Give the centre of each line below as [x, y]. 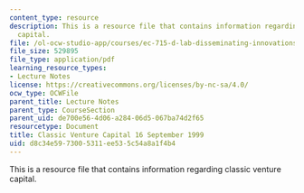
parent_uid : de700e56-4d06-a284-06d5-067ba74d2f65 [107, 118]
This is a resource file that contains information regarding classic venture [146, 169]
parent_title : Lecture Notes [64, 101]
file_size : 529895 [44, 51]
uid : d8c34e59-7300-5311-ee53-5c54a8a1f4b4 [93, 143]
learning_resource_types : [58, 69]
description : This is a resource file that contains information [135, 26]
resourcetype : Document [54, 127]
